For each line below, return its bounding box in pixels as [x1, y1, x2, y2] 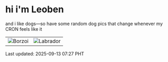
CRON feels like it [5, 26, 43, 32]
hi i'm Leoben [5, 4, 64, 15]
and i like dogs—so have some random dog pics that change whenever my [5, 20, 163, 27]
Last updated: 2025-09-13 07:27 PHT [5, 50, 85, 57]
